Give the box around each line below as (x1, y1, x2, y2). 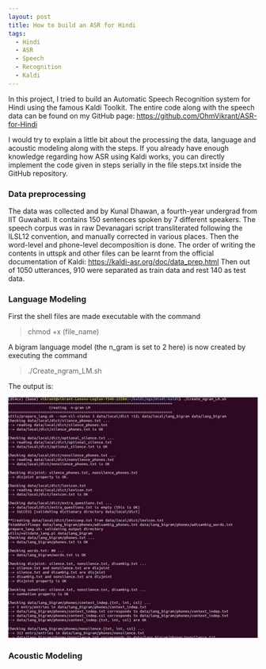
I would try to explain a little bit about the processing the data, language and (8, 135, 256, 144)
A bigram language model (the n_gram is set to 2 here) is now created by (8, 342, 246, 352)
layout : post (8, 13, 51, 21)
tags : (8, 29, 26, 37)
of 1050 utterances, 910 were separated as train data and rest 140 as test (8, 266, 246, 275)
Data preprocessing (8, 188, 86, 199)
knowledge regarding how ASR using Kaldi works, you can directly (8, 152, 226, 161)
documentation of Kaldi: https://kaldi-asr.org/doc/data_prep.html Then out (8, 257, 251, 267)
